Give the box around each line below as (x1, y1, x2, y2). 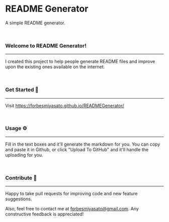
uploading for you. (5, 152, 44, 158)
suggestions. (5, 196, 32, 202)
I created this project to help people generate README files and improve (5, 59, 155, 65)
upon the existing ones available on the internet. (5, 64, 105, 70)
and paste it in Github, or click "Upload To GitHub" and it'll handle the (5, 146, 149, 152)
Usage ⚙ (5, 125, 28, 132)
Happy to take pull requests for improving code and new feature (5, 191, 138, 197)
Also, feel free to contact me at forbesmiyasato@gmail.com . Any (5, 206, 139, 212)
